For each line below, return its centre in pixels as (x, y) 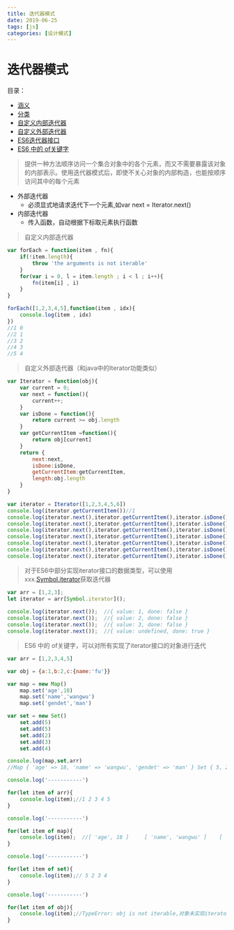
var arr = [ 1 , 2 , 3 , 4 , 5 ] (40, 658)
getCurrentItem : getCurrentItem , (79, 472)
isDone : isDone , (54, 466)
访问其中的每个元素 (52, 182)
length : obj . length (59, 479)
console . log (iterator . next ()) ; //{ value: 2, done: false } (98, 619)
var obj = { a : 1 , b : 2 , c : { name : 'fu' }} (59, 671)
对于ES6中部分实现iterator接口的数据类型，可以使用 (98, 570)
